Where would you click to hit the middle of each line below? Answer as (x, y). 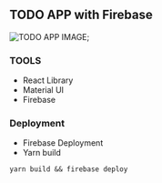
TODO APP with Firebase (81, 15)
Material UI (43, 90)
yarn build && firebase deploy (69, 169)
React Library (48, 80)
